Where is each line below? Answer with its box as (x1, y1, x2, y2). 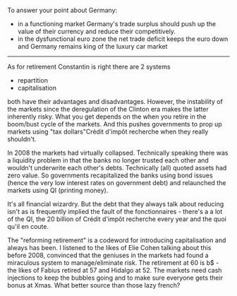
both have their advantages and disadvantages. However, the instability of (7, 97, 224, 105)
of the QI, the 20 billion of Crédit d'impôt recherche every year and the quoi (7, 215, 227, 223)
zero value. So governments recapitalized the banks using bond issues (7, 171, 213, 179)
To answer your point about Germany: (7, 6, 118, 14)
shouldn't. (7, 135, 37, 143)
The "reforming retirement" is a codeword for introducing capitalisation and (7, 236, 226, 244)
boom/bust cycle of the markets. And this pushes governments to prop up (7, 120, 222, 128)
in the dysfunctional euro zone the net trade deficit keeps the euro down (17, 35, 229, 43)
